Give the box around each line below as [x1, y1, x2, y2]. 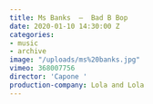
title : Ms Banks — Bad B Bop [9, 13, 128, 23]
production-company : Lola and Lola [9, 80, 145, 90]
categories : [9, 30, 55, 39]
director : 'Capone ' [9, 72, 88, 81]
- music [9, 38, 39, 48]
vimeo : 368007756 [9, 64, 76, 73]
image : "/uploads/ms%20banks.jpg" [9, 55, 141, 64]
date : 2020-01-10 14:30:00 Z [9, 22, 120, 31]
